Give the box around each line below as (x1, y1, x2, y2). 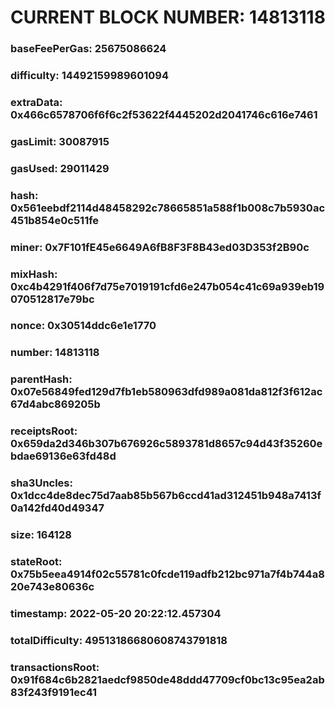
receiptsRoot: (10, 424, 78, 438)
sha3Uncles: (10, 476, 73, 490)
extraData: (10, 95, 63, 109)
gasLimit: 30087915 (10, 134, 110, 148)
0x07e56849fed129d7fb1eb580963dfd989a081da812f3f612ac (10, 385, 323, 399)
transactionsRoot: (10, 660, 100, 674)
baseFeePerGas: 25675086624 (10, 42, 167, 56)
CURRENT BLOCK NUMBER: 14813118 (10, 6, 326, 29)
